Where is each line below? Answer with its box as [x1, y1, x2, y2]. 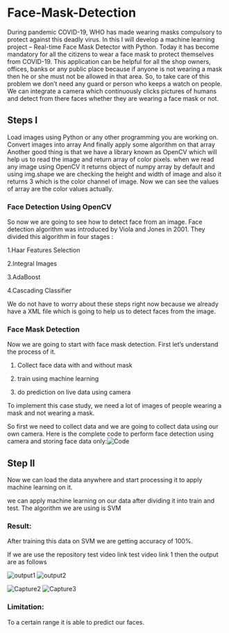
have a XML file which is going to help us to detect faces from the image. [7, 307, 217, 315]
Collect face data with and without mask [17, 361, 133, 370]
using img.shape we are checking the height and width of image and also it [7, 170, 222, 178]
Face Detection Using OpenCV [7, 202, 112, 211]
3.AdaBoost [7, 273, 41, 281]
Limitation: [7, 602, 44, 612]
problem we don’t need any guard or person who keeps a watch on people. [7, 79, 223, 88]
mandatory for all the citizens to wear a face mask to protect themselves [7, 50, 214, 58]
